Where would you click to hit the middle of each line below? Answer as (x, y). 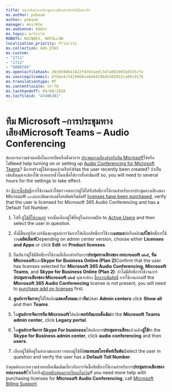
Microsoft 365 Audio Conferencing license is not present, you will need (89, 283)
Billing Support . (22, 384)
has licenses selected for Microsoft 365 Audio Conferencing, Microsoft (90, 266)
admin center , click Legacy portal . (50, 320)
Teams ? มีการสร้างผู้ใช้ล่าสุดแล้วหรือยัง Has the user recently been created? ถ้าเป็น (84, 169)
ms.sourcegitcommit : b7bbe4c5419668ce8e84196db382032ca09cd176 (75, 77)
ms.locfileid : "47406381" (33, 96)
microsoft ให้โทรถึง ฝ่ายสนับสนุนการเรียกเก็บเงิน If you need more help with (76, 373)
